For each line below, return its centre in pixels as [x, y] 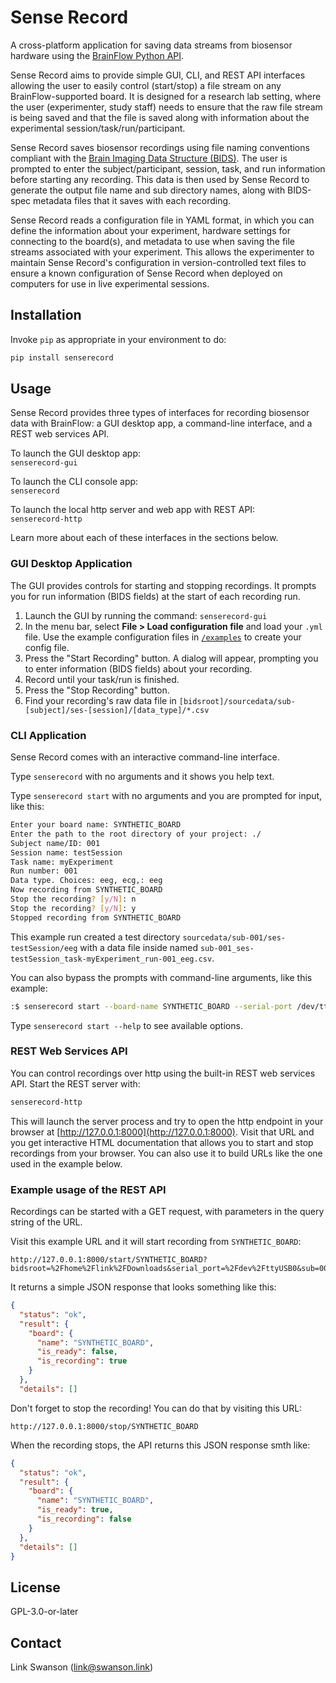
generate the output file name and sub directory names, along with [148, 190]
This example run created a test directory [95, 937]
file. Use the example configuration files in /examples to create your [163, 637]
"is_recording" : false [84, 1519]
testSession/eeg [44, 948]
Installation [46, 315]
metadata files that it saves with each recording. [132, 200]
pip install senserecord [62, 357]
